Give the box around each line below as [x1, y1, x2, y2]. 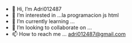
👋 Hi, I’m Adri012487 [11, 6, 62, 12]
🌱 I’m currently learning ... [11, 18, 75, 24]
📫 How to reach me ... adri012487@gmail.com [11, 31, 126, 37]
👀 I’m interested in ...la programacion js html [11, 12, 120, 19]
